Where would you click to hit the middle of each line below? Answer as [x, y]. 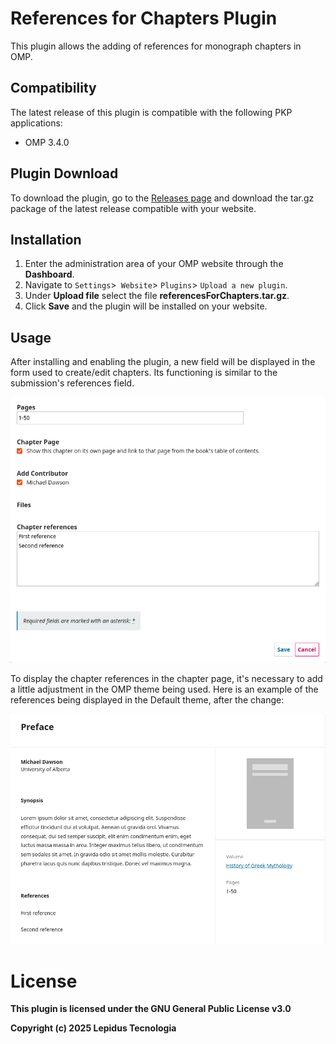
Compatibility [53, 88]
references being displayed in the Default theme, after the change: [147, 700]
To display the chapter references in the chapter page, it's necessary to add [166, 679]
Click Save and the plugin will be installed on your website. [146, 306]
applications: [36, 123]
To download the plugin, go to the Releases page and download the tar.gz [162, 198]
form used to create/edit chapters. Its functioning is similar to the [144, 373]
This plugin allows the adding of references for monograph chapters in [156, 46]
